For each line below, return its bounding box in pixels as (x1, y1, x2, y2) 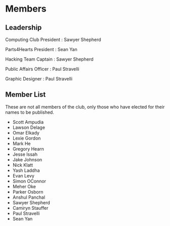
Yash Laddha (12, 167, 40, 173)
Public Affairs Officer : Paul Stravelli (5, 66, 79, 72)
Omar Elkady (12, 129, 39, 135)
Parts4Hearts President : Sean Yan (5, 47, 77, 52)
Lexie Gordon (12, 135, 41, 141)
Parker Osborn (12, 189, 44, 195)
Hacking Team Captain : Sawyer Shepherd (5, 56, 94, 62)
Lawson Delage (12, 124, 46, 130)
